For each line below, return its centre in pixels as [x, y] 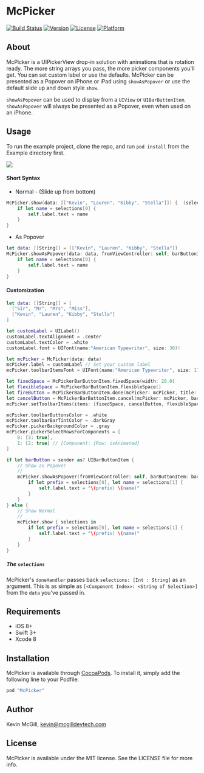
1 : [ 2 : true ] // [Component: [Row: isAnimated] [78, 443]
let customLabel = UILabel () [43, 331]
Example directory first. [36, 153]
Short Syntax [23, 178]
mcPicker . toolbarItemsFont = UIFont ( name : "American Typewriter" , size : [99, 370]
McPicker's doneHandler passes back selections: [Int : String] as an [96, 579]
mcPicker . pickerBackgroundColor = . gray [58, 426]
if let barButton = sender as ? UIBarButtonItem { [70, 460]
